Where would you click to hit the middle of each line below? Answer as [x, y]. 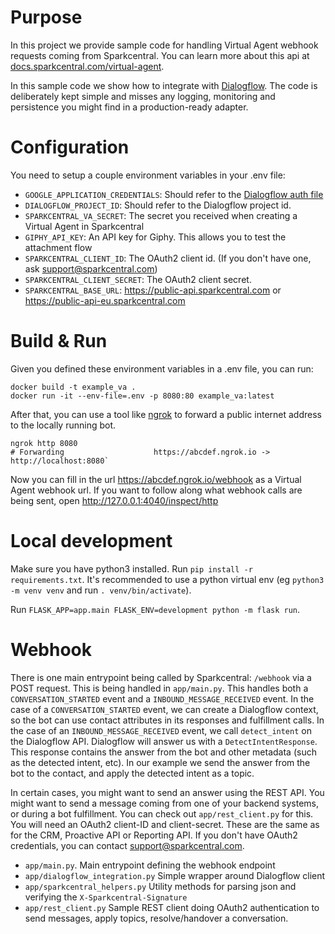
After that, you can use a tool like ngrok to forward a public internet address [166, 414]
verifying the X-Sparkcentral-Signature [106, 897]
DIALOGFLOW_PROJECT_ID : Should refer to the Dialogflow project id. [158, 205]
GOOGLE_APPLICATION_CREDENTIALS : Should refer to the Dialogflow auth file [174, 194]
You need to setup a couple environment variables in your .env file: [148, 175]
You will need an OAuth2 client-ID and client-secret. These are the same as [165, 824]
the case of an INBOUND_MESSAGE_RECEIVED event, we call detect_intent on [161, 730]
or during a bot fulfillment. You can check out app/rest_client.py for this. [162, 813]
